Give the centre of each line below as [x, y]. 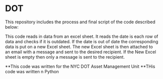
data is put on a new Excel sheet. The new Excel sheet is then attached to [79, 47]
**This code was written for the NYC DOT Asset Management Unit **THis [80, 66]
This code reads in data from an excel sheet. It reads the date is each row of [82, 36]
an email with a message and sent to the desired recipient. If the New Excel [81, 52]
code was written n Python [32, 71]
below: [12, 27]
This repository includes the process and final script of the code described [80, 22]
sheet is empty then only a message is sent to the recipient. [65, 57]
